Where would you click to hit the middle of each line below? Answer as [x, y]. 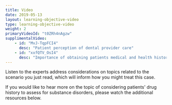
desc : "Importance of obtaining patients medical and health [85, 57]
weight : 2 [16, 29]
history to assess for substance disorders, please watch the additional [79, 93]
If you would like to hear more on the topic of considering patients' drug [81, 87]
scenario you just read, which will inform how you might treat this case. [80, 77]
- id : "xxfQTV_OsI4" [36, 52]
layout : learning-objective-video [42, 19]
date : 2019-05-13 [24, 15]
